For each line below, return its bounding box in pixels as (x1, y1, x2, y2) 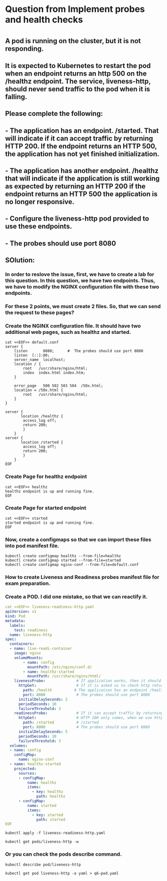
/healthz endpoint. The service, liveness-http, (5, 77, 151, 85)
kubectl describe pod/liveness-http (5, 862, 81, 867)
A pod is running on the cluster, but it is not (5, 37, 141, 45)
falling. (5, 92, 27, 101)
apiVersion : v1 (5, 609, 37, 614)
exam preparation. (5, 580, 51, 587)
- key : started (31, 812, 64, 817)
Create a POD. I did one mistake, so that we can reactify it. (5, 593, 148, 600)
